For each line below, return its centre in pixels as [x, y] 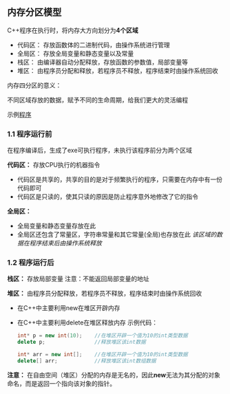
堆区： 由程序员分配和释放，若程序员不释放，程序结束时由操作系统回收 [117, 70]
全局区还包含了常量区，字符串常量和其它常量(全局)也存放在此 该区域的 [117, 234]
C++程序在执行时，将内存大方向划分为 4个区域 [73, 30]
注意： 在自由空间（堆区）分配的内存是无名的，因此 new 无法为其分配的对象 [114, 375]
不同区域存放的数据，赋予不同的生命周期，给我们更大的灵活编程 [97, 100]
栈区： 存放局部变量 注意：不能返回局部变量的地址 [78, 279]
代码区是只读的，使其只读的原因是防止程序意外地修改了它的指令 [107, 197]
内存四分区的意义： [34, 85]
